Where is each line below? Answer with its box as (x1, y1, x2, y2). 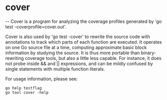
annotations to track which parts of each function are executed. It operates (5, 39, 162, 45)
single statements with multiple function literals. (5, 65, 105, 72)
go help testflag (5, 85, 42, 90)
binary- (141, 50, 156, 56)
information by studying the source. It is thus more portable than (5, 50, 140, 56)
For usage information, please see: (5, 76, 78, 82)
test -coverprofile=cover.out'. (5, 23, 67, 29)
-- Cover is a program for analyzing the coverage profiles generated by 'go (5, 18, 162, 24)
